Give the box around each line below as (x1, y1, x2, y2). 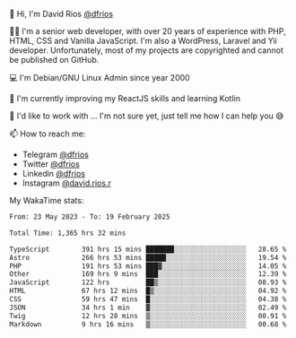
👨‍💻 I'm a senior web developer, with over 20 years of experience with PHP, (9, 26, 286, 36)
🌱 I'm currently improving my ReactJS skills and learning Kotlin (9, 93, 240, 103)
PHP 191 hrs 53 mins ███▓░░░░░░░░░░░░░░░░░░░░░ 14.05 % (9, 261, 287, 271)
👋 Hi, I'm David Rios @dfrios (9, 9, 114, 19)
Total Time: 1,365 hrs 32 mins (9, 229, 126, 238)
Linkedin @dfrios (22, 169, 85, 178)
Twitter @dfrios (22, 159, 81, 169)
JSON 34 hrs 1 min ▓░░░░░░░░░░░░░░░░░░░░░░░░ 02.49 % (9, 303, 287, 312)
